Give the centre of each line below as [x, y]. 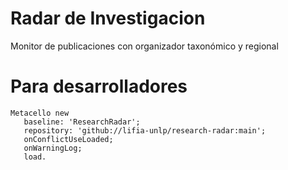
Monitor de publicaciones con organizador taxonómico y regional [144, 46]
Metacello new [40, 113]
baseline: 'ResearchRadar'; [82, 122]
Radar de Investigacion [108, 18]
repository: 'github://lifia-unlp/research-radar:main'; [145, 130]
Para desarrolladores [99, 86]
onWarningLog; [53, 148]
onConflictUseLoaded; [68, 139]
